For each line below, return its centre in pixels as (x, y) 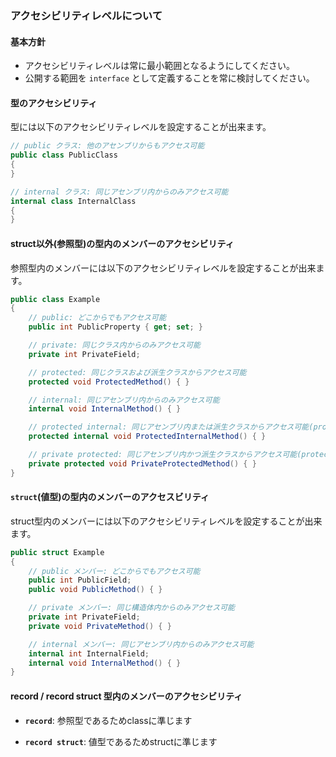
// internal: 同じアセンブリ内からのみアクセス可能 (124, 400)
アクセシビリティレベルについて (86, 15)
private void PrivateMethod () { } (100, 626)
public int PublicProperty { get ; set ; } (115, 327)
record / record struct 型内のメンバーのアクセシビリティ (126, 696)
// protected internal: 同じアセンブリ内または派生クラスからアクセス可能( (171, 427)
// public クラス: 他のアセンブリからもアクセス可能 (107, 146)
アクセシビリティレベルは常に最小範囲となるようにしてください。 (159, 66)
